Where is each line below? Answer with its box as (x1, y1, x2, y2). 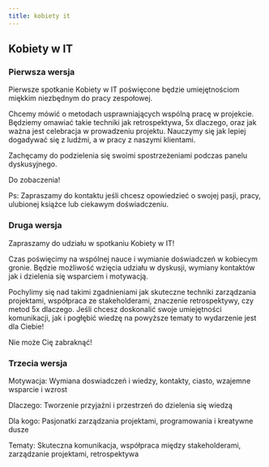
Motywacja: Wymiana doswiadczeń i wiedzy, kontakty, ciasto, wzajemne (8, 375, 251, 386)
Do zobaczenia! (8, 175, 61, 185)
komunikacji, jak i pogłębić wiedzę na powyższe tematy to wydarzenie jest (8, 313, 257, 322)
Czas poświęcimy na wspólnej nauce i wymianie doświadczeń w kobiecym (8, 253, 258, 264)
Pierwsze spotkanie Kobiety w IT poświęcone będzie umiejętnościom (8, 84, 240, 94)
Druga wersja (8, 220, 62, 231)
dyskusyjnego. (8, 159, 58, 169)
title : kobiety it (8, 11, 70, 20)
